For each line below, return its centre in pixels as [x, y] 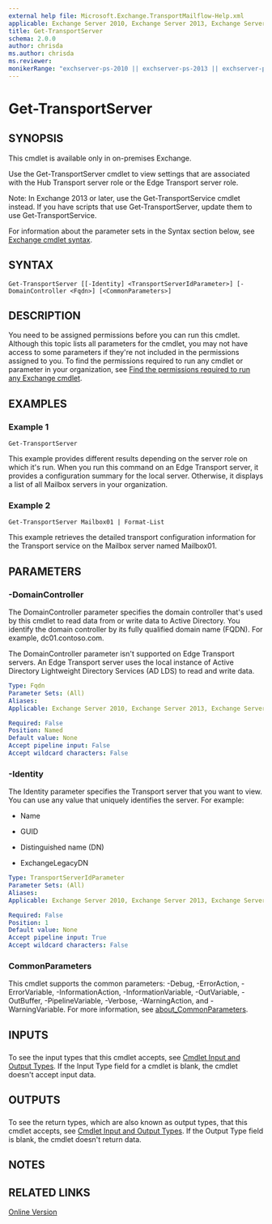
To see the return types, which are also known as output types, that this [128, 1123]
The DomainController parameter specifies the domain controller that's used [136, 612]
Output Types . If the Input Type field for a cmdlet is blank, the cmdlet [123, 1066]
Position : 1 [28, 922]
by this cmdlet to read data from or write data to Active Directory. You [124, 621]
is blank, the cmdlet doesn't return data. [75, 1140]
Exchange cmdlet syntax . [51, 239]
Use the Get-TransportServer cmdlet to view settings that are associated [130, 173]
